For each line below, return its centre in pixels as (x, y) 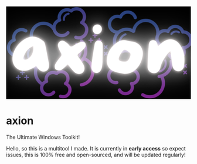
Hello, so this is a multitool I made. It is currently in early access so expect (96, 148)
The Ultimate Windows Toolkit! (43, 137)
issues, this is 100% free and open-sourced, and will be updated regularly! (96, 155)
